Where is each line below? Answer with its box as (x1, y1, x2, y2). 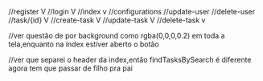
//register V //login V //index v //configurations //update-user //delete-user (8, 7, 256, 16)
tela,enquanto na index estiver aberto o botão (8, 39, 159, 49)
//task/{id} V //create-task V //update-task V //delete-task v (8, 15, 206, 25)
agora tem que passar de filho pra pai (8, 63, 133, 73)
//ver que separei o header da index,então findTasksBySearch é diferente (8, 55, 252, 64)
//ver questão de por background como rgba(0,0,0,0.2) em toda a (8, 31, 225, 40)
